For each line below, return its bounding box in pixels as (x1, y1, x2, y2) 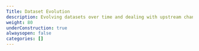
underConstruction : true (6, 25, 68, 31)
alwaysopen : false (6, 30, 52, 36)
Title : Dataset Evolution (6, 8, 70, 15)
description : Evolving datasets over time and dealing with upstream (6, 14, 182, 20)
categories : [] (6, 36, 44, 42)
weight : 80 (6, 19, 33, 25)
